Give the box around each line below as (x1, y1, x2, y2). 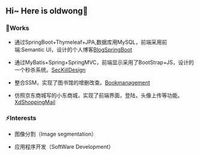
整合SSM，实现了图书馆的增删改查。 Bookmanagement (14, 79, 151, 86)
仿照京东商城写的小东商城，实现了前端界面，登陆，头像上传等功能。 (14, 91, 183, 99)
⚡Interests (5, 113, 37, 122)
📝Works (5, 24, 29, 32)
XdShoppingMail (14, 98, 55, 106)
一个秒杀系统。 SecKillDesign (14, 66, 86, 73)
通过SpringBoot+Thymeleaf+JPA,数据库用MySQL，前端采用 (14, 38, 162, 46)
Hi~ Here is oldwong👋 (5, 6, 88, 16)
